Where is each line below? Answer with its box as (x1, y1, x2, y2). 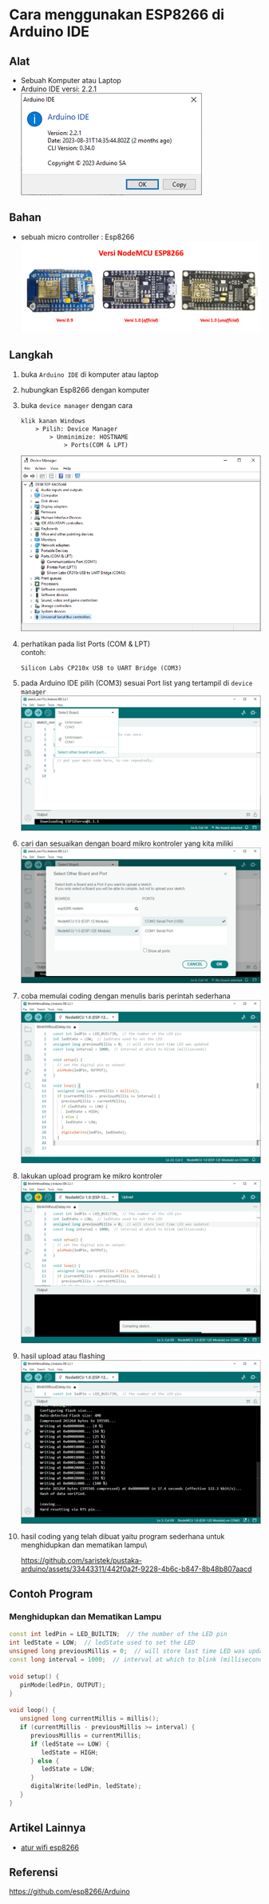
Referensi (9, 1866, 58, 1879)
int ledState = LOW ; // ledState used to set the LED (9, 1638, 196, 1647)
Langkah (9, 348, 53, 362)
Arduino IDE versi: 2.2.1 (20, 84, 97, 94)
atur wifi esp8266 (20, 1842, 79, 1852)
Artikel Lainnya (9, 1822, 86, 1835)
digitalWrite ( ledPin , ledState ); (30, 1782, 142, 1790)
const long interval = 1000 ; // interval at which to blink (9, 1656, 217, 1664)
